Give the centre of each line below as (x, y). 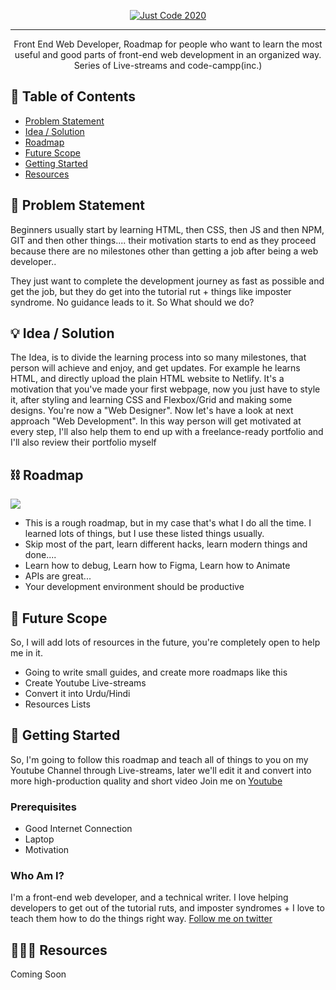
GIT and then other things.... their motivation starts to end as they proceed (163, 240)
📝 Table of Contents (73, 96)
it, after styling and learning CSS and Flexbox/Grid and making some (151, 400)
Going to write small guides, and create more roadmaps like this (156, 672)
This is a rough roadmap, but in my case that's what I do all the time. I (168, 523)
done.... (40, 555)
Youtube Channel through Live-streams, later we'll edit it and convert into (161, 770)
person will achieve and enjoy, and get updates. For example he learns (155, 368)
